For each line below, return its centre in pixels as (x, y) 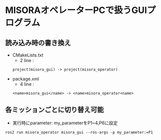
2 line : (27, 60)
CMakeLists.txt (28, 55)
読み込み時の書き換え (38, 43)
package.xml (25, 79)
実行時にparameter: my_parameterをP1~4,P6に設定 (65, 122)
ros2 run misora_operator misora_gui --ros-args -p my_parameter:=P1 (79, 132)
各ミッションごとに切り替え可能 (54, 110)
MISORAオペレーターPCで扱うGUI (76, 10)
